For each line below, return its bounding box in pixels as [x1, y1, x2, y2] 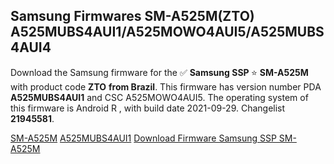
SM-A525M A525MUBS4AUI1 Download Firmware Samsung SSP [10, 132, 277, 144]
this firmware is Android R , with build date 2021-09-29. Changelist [10, 102, 286, 114]
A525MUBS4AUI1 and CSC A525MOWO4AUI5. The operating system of [10, 91, 309, 103]
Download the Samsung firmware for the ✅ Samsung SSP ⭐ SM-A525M [10, 66, 309, 78]
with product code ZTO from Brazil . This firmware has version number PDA [10, 80, 322, 93]
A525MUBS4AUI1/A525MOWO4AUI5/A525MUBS [10, 24, 325, 41]
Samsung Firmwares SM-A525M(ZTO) [10, 8, 255, 25]
